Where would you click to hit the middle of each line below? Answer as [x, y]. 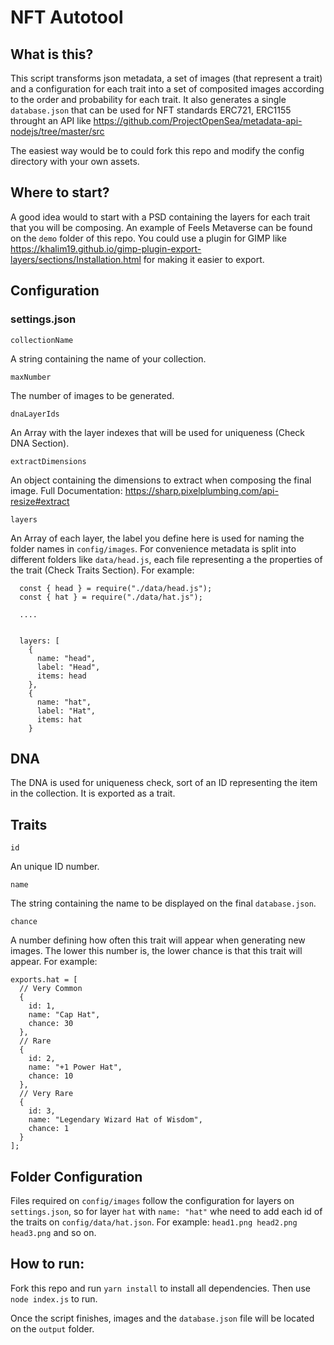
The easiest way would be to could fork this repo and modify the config [157, 150]
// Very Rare [46, 1094]
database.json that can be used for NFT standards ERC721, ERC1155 [151, 110]
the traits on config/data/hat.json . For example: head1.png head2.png [154, 1222]
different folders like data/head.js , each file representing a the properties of [166, 559]
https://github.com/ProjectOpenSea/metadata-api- [198, 120]
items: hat [59, 719]
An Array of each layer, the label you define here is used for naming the [157, 538]
